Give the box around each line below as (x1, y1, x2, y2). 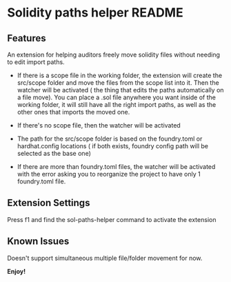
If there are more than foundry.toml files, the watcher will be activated (17, 163, 216, 170)
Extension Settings (7, 197, 90, 209)
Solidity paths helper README (7, 5, 184, 21)
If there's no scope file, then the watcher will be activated (17, 121, 181, 129)
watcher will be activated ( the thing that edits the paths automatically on (17, 86, 224, 94)
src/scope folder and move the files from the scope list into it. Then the (17, 79, 219, 87)
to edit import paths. (7, 58, 65, 66)
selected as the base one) (17, 150, 91, 157)
